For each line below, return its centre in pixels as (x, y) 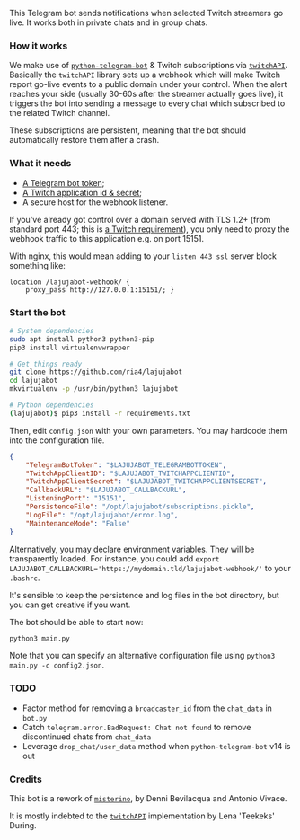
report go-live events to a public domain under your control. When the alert (148, 84)
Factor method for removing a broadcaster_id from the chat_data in (147, 708)
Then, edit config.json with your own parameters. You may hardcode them (148, 430)
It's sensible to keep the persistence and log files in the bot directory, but (145, 595)
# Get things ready (46, 364)
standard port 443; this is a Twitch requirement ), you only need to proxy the (150, 229)
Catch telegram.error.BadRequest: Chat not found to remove (137, 727)
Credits (26, 779)
